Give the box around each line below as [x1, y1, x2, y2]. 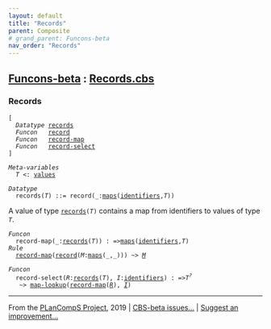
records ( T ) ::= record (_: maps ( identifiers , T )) [15, 191, 175, 200]
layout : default [8, 11, 63, 20]
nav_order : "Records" [8, 42, 81, 50]
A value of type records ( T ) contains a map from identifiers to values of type [8, 206, 261, 215]
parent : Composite [8, 27, 70, 35]
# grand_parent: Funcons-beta [8, 34, 110, 43]
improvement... [8, 311, 59, 321]
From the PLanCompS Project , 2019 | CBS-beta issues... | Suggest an [8, 302, 239, 312]
